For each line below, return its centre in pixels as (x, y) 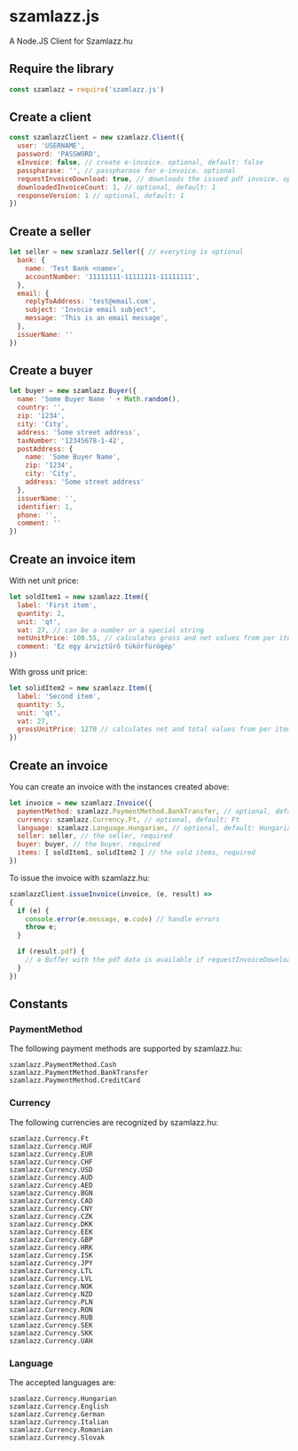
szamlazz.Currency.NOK (51, 1287)
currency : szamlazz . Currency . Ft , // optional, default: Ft (129, 820)
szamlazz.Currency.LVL (51, 1279)
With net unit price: (44, 581)
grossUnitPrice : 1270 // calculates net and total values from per (145, 730)
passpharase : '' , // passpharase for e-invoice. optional (127, 171)
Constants (39, 1004)
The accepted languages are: (63, 1382)
